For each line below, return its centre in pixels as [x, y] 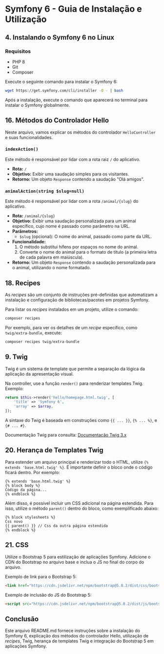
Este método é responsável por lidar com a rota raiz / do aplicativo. [73, 159]
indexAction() [22, 149]
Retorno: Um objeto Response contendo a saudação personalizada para [84, 262]
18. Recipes [23, 283]
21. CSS [17, 545]
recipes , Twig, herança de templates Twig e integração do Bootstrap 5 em [79, 641]
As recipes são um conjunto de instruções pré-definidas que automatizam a [81, 295]
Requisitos [18, 51]
